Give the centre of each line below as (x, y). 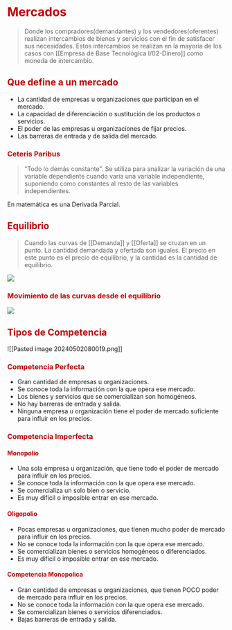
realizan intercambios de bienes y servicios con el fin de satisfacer (119, 38)
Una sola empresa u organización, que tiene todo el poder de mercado (118, 469)
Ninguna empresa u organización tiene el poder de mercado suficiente (118, 411)
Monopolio (23, 453)
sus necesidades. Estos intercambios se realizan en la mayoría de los (123, 46)
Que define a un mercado (63, 83)
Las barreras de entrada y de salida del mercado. (87, 136)
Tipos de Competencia (57, 332)
